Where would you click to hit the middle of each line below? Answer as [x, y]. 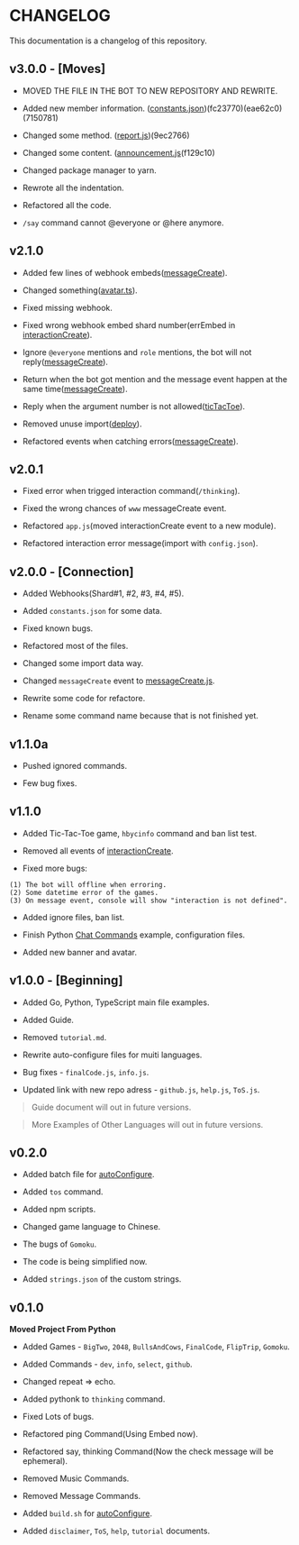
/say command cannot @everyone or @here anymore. [123, 223]
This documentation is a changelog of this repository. [108, 41]
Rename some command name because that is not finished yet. [140, 716]
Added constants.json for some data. [92, 611]
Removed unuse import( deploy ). [82, 424]
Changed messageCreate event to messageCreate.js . [118, 681]
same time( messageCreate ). [75, 389]
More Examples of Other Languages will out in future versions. [147, 1124]
